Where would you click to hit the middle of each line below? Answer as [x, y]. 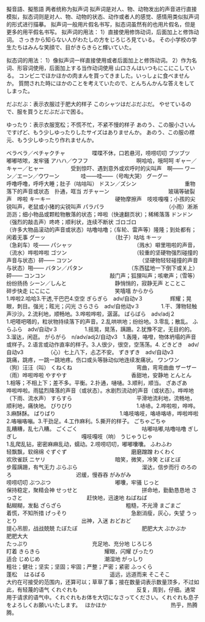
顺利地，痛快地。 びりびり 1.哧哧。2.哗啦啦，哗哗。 [102, 406]
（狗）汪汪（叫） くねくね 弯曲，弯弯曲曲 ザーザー [102, 367]
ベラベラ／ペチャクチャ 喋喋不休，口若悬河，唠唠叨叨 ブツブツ [98, 153]
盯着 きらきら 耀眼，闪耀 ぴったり [80, 551]
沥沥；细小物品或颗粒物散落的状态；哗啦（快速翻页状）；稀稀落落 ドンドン [99, 214]
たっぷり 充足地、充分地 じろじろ [80, 544]
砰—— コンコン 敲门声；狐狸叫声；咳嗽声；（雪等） [102, 275]
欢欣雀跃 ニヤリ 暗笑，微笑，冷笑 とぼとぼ [94, 459]
